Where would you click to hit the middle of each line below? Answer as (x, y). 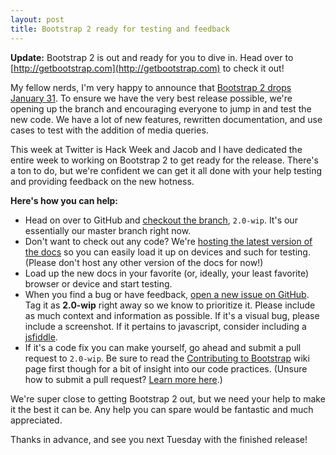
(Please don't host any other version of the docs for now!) (144, 262)
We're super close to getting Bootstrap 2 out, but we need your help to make (168, 398)
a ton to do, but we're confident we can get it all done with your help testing (166, 170)
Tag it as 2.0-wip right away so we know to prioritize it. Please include (170, 305)
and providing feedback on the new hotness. (102, 181)
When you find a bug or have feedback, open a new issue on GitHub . (167, 294)
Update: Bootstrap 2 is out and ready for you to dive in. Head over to (152, 57)
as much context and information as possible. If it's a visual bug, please (172, 315)
